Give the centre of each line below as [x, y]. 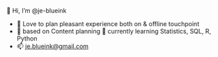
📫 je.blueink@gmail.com [52, 46]
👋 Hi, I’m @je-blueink [37, 11]
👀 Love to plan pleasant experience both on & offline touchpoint [108, 24]
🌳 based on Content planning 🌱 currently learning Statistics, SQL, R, [114, 31]
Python [27, 38]
